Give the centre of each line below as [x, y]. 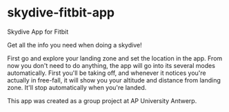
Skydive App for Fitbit [38, 32]
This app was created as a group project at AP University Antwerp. [102, 100]
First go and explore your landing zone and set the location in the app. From [115, 58]
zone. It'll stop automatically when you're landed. [77, 87]
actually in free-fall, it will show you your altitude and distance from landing [114, 80]
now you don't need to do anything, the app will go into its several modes [111, 65]
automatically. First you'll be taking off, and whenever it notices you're [107, 73]
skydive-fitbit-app [61, 13]
